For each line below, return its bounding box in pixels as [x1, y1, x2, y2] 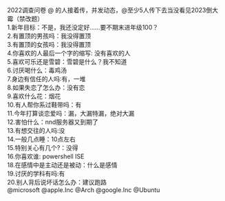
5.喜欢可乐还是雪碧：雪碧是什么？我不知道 [7, 58, 127, 65]
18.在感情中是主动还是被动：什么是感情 [7, 161, 118, 169]
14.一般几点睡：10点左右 [7, 135, 76, 143]
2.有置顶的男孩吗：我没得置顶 [7, 32, 92, 40]
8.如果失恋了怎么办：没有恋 [7, 83, 85, 92]
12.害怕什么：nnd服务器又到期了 [7, 118, 98, 126]
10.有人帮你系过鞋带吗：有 [7, 100, 82, 109]
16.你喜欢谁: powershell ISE [7, 152, 85, 160]
